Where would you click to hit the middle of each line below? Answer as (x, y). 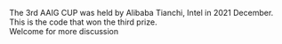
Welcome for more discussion (64, 31)
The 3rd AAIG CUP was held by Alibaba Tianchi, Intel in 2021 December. (141, 13)
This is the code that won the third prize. (83, 22)
